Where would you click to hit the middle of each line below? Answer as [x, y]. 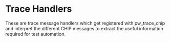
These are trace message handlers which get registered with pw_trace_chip [85, 23]
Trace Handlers [39, 9]
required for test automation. [35, 34]
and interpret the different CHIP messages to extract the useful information [84, 28]
